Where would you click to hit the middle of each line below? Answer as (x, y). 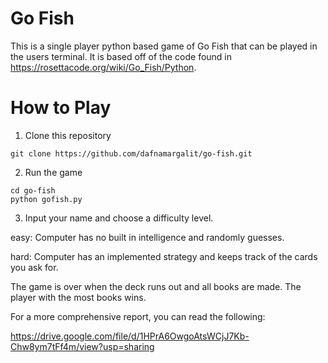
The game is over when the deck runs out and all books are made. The (156, 286)
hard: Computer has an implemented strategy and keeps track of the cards (164, 256)
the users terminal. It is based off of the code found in (121, 56)
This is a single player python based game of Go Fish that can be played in (164, 46)
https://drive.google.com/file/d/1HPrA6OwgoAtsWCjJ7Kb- (130, 336)
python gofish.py (46, 199)
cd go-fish (33, 190)
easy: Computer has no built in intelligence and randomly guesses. (147, 237)
